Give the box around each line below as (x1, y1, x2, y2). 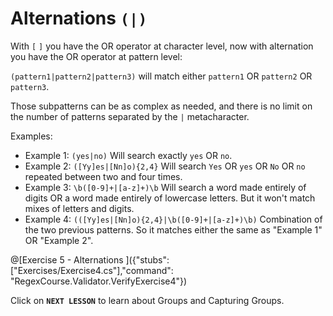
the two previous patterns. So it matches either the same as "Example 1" (24, 223, 323, 236)
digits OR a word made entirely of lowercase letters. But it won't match (24, 192, 316, 204)
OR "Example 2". (24, 234, 94, 246)
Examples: (10, 130, 53, 142)
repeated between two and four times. (24, 170, 183, 182)
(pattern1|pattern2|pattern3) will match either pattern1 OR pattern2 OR (10, 70, 313, 82)
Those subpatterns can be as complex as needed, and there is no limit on (10, 100, 313, 112)
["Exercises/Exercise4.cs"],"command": (10, 264, 174, 276)
